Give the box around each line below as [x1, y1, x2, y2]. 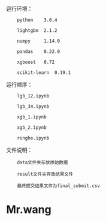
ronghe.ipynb [17, 135, 50, 141]
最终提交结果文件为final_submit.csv [17, 183, 101, 189]
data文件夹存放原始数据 [17, 159, 68, 166]
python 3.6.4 [17, 17, 58, 23]
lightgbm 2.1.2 [17, 28, 58, 34]
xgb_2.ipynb [17, 125, 47, 131]
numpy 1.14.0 [17, 38, 60, 45]
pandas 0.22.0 [17, 49, 60, 55]
